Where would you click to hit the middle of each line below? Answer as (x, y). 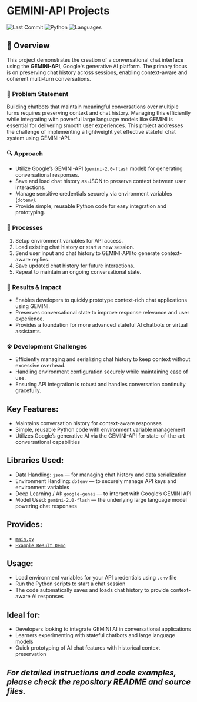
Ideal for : (24, 615)
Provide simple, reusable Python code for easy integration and (91, 206)
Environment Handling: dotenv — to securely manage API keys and (96, 481)
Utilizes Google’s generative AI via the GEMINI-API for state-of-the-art (100, 436)
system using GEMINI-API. (39, 138)
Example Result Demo (40, 545)
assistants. (28, 331)
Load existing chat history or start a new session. (75, 247)
